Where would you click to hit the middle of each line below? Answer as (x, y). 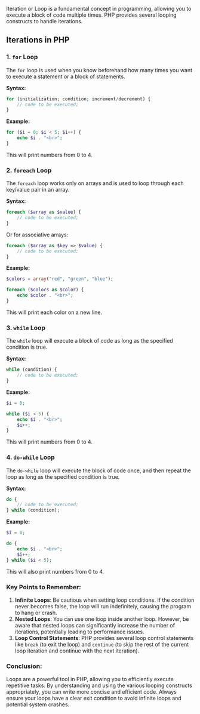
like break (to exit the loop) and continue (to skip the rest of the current (102, 644)
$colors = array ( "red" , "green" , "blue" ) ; (60, 279)
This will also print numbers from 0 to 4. (55, 571)
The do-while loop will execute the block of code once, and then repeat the (99, 470)
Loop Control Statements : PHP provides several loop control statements (104, 638)
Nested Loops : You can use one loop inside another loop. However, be (102, 619)
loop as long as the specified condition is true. (63, 476)
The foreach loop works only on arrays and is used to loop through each (95, 183)
